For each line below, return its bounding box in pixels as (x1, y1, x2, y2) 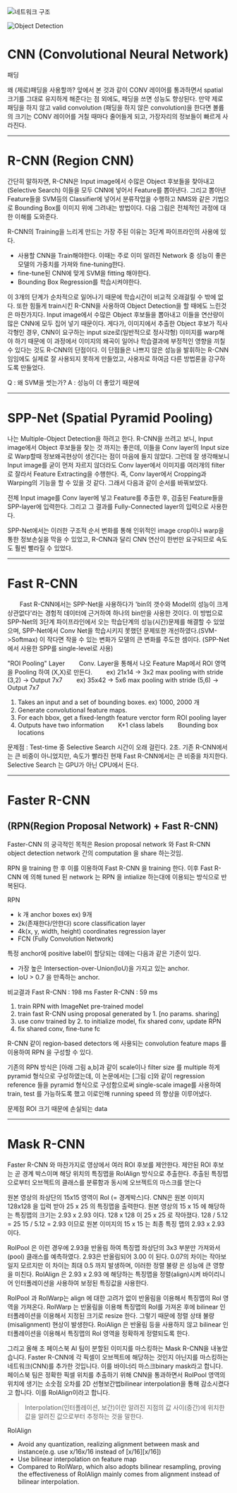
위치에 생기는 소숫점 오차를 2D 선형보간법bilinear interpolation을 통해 (7, 1379, 200, 1388)
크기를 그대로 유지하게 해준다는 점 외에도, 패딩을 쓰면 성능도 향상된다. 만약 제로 (7, 94, 224, 102)
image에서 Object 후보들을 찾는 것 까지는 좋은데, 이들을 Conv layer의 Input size (7, 443, 229, 451)
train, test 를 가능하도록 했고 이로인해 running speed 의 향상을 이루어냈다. (7, 1089, 212, 1098)
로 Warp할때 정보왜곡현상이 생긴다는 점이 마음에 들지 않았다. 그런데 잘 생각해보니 (7, 452, 230, 460)
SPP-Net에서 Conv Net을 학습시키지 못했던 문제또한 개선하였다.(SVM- (22, 626, 217, 635)
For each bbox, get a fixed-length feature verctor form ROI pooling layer (17, 713, 227, 722)
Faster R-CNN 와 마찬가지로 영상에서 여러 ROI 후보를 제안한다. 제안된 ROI (7, 1160, 212, 1169)
